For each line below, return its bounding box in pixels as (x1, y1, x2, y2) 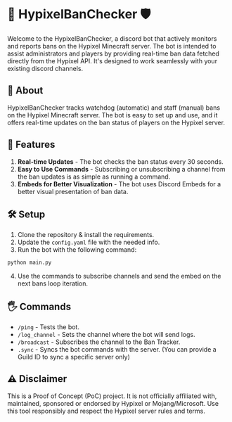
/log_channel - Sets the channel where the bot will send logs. (17, 331, 195, 339)
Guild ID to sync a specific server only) (17, 353, 130, 362)
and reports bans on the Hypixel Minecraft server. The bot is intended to (7, 41, 217, 50)
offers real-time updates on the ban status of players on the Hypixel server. (7, 118, 225, 127)
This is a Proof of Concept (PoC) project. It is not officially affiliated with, (7, 392, 217, 400)
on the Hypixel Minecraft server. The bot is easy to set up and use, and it (7, 110, 218, 119)
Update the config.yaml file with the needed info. (17, 238, 160, 247)
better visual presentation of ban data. (17, 187, 129, 196)
